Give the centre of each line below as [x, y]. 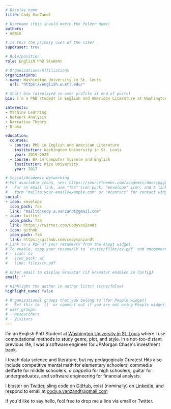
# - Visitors [19, 319]
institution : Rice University [47, 164]
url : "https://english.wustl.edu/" [48, 84]
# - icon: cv [19, 254]
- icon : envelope [24, 201]
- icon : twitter [22, 216]
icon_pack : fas [26, 207]
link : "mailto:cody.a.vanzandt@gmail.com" [55, 211]
